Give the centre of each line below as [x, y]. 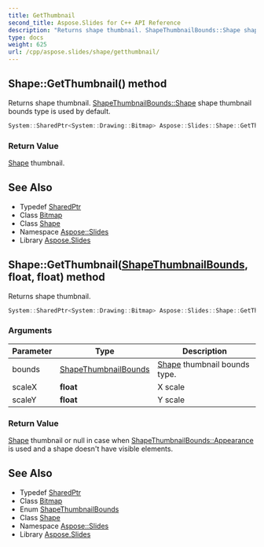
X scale [171, 386]
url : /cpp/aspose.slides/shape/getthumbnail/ [84, 52]
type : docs [26, 37]
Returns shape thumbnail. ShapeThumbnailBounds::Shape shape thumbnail [130, 102]
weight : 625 [27, 45]
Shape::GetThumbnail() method [88, 84]
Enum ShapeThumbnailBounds [69, 509]
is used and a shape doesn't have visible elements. [91, 449]
